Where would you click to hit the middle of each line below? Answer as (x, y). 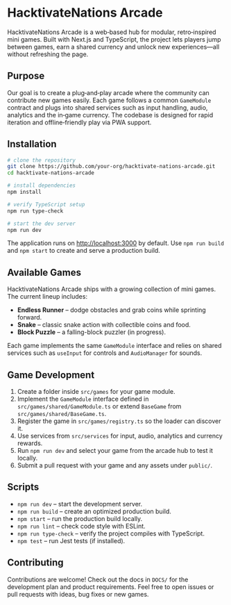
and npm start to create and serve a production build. (84, 251)
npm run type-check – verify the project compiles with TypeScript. (111, 533)
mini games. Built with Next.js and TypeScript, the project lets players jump (114, 39)
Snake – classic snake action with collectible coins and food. (104, 325)
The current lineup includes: (48, 297)
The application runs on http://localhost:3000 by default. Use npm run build (115, 243)
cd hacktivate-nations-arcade (51, 173)
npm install (24, 192)
